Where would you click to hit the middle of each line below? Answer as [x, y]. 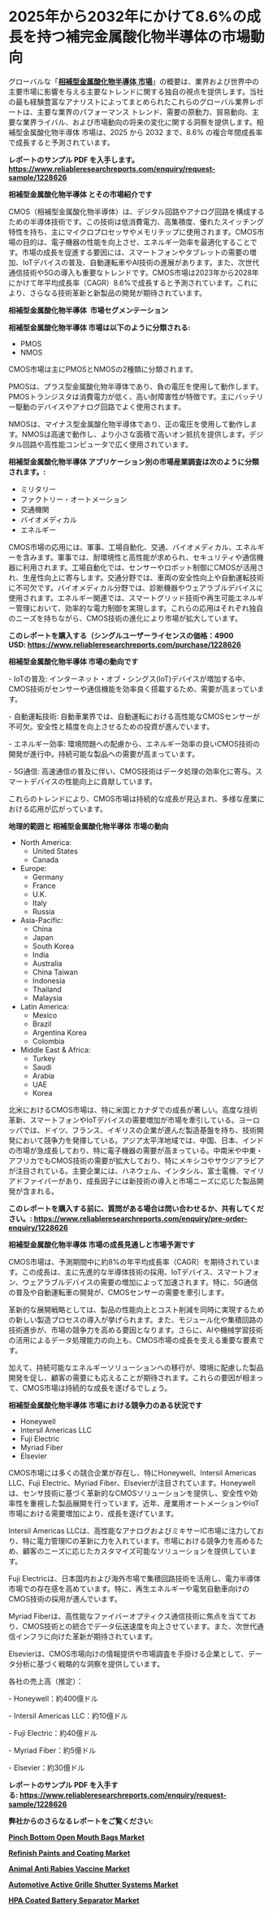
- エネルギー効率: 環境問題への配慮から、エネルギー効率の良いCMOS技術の [134, 743]
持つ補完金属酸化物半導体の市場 [144, 37]
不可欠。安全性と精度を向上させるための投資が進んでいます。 [111, 726]
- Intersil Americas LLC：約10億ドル [68, 1715]
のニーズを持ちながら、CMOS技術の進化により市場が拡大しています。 [125, 618]
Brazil [42, 1024]
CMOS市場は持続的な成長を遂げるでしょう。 [97, 1388]
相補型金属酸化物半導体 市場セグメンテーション [89, 310]
